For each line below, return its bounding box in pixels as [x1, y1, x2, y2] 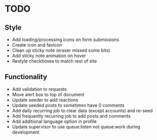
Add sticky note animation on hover [12, 53, 86, 59]
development [12, 129, 40, 135]
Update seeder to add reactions [12, 97, 79, 103]
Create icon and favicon [12, 42, 62, 48]
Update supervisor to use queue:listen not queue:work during [12, 123, 140, 129]
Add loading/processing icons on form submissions [12, 36, 120, 42]
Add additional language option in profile [12, 118, 97, 124]
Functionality [5, 73, 47, 81]
